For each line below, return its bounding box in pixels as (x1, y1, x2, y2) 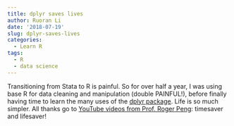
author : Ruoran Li (7, 17, 61, 24)
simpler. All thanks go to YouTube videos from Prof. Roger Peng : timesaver (7, 104, 223, 113)
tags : (7, 50, 23, 57)
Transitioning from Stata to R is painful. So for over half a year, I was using (7, 82, 223, 90)
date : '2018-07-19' (7, 23, 65, 30)
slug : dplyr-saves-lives (7, 30, 80, 37)
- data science (13, 63, 58, 70)
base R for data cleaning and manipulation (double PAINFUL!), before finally (7, 89, 227, 98)
